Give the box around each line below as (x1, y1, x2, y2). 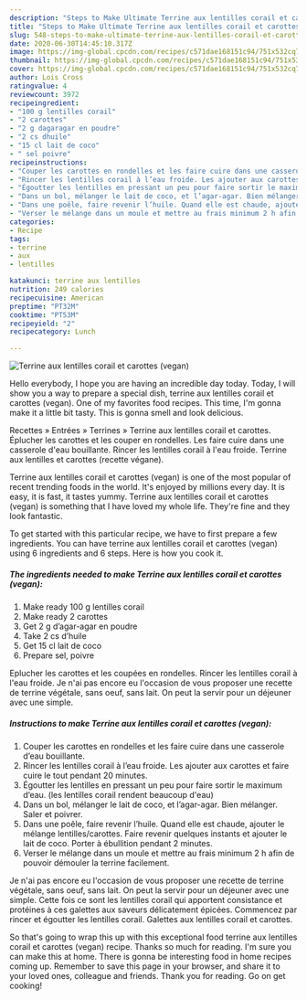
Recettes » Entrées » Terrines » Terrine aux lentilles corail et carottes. (9, 425, 271, 436)
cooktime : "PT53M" (9, 310, 79, 320)
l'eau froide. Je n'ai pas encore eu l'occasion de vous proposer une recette (9, 677, 292, 688)
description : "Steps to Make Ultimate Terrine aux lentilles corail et (9, 13, 288, 23)
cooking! (9, 980, 43, 992)
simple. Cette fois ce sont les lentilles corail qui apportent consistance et (9, 895, 283, 906)
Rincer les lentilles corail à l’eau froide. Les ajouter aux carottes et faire (22, 761, 290, 771)
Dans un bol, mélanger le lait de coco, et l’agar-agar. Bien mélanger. (22, 799, 279, 810)
